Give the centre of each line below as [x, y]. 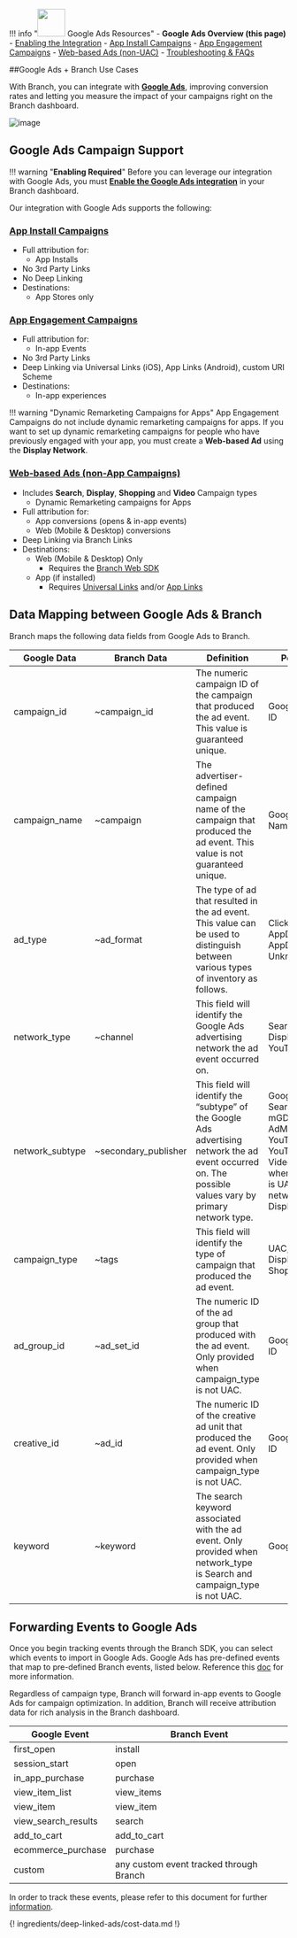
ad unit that [219, 1426]
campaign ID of [227, 683]
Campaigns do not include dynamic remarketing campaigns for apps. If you [147, 422]
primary [212, 1206]
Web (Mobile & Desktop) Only [89, 559]
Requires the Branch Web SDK [104, 568]
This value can [226, 923]
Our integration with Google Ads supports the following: [110, 207]
